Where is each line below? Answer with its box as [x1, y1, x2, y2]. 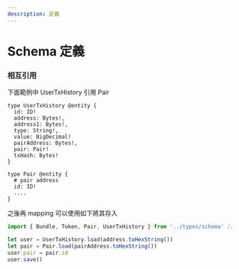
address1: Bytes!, [14, 121, 69, 128]
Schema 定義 [7, 43, 85, 59]
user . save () [7, 255, 43, 263]
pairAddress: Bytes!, [14, 139, 78, 147]
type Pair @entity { [7, 171, 69, 178]
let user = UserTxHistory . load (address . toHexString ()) [7, 236, 174, 243]
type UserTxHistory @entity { [7, 102, 97, 110]
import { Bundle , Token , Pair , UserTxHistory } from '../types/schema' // [7, 223, 234, 231]
